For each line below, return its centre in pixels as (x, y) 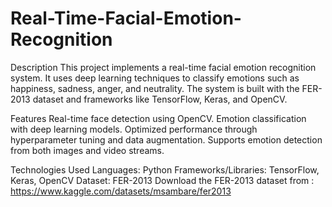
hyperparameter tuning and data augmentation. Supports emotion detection (166, 139)
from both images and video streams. (87, 150)
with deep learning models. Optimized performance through (134, 129)
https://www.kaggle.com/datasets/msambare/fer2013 (121, 191)
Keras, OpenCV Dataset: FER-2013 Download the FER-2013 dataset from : (162, 180)
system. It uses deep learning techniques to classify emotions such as (155, 78)
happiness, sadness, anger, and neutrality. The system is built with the (155, 88)
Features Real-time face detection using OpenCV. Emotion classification (158, 118)
